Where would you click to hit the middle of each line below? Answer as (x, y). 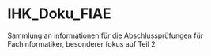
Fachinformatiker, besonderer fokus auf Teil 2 (81, 43)
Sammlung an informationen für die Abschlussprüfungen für (105, 35)
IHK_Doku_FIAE (59, 14)
